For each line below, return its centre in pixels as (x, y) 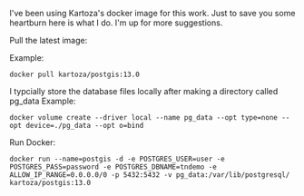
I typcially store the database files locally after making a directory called (144, 91)
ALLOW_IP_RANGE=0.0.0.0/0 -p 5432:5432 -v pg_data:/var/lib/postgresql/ (150, 175)
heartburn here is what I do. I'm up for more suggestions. (116, 23)
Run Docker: (33, 142)
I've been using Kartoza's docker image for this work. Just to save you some (152, 13)
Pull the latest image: (49, 40)
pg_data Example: (43, 101)
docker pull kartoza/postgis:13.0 (75, 74)
